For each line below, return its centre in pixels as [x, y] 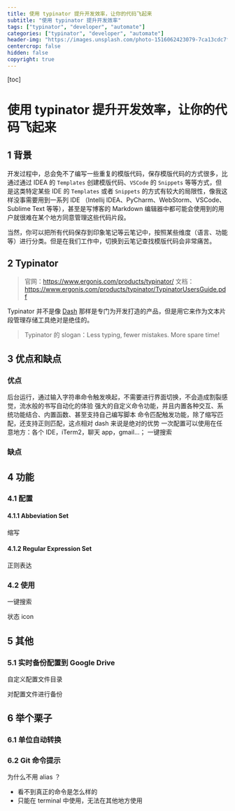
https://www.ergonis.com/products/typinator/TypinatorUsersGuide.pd [125, 289]
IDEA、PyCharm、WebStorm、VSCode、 [166, 200]
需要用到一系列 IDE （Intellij [65, 200]
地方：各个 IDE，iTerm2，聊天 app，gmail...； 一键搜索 [93, 432]
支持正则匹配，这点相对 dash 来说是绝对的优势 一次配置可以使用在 [121, 423]
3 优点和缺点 [34, 359]
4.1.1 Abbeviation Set [38, 516]
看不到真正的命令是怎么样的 [57, 792]
